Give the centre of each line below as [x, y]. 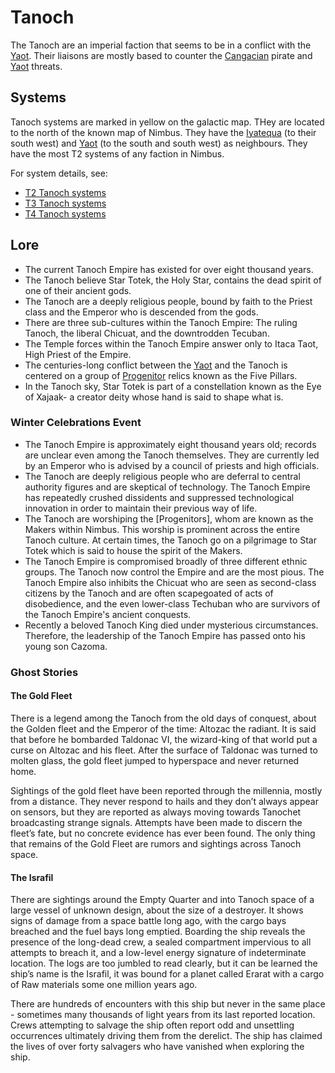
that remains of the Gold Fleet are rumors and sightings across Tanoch [156, 843]
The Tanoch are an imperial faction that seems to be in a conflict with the [161, 45]
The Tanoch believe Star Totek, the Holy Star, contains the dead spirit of [173, 280]
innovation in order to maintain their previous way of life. [141, 508]
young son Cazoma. [66, 646]
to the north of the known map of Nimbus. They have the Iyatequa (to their [163, 132]
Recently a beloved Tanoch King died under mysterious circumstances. [171, 625]
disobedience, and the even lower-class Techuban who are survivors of [172, 603]
